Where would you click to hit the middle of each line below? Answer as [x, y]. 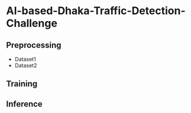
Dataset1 [25, 59]
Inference [24, 104]
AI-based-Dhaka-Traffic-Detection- [96, 11]
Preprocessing [34, 45]
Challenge [32, 23]
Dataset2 [26, 65]
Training [22, 84]
